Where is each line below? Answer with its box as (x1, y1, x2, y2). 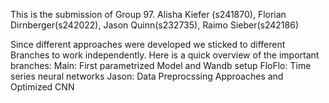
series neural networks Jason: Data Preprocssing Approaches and (10, 70, 284, 82)
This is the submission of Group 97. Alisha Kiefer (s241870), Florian (10, 9, 287, 20)
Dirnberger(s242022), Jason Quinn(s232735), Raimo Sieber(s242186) (10, 19, 300, 31)
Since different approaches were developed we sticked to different (10, 39, 286, 50)
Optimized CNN (10, 81, 75, 93)
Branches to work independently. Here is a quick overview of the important (10, 49, 320, 61)
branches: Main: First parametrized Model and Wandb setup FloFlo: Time (10, 60, 312, 71)
